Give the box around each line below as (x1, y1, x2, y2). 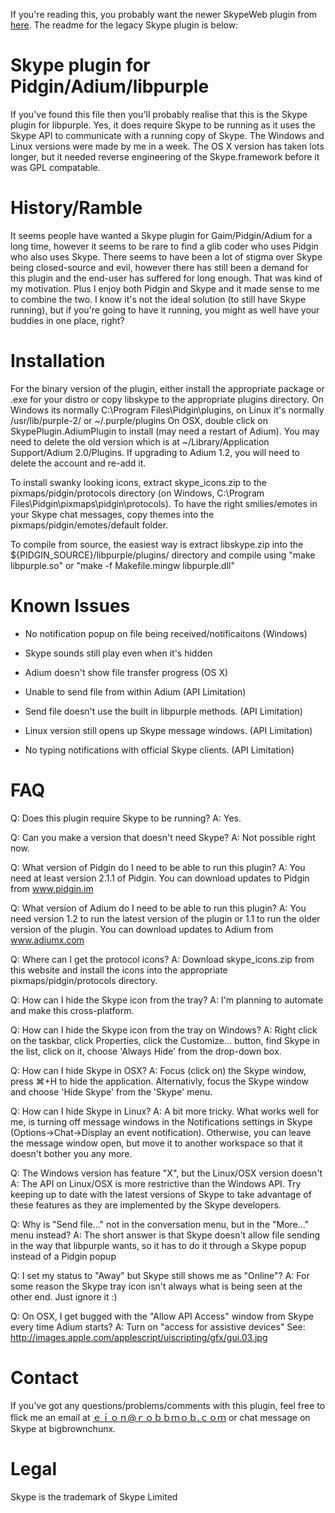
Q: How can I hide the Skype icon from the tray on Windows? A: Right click (10, 1024, 318, 1036)
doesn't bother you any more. (10, 1147, 133, 1159)
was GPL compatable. (10, 161, 101, 173)
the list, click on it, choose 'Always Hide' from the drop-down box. (10, 1045, 282, 1057)
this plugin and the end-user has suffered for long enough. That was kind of (10, 272, 323, 284)
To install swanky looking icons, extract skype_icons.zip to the (10, 476, 267, 488)
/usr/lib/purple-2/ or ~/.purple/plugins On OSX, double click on (10, 414, 268, 426)
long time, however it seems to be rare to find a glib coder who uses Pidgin (10, 240, 319, 252)
